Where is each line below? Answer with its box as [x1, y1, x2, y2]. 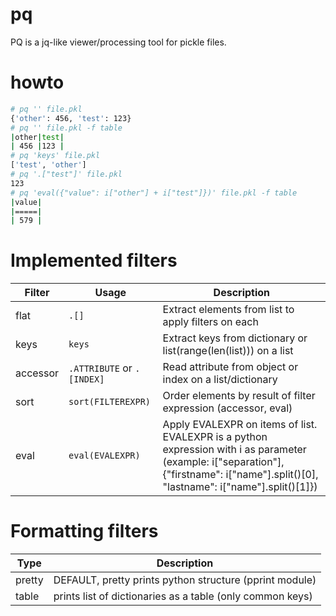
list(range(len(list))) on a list [162, 344, 294, 358]
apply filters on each [162, 315, 259, 329]
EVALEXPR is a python [162, 430, 268, 444]
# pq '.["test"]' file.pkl [10, 169, 123, 179]
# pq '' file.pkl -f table [10, 123, 123, 133]
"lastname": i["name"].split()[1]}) [162, 480, 318, 494]
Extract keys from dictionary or [162, 331, 308, 345]
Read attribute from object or [162, 360, 299, 374]
